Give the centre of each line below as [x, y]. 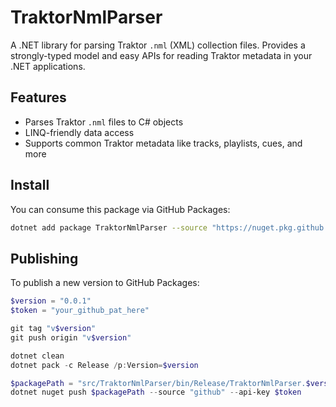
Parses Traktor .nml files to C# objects [104, 122]
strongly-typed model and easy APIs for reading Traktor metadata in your [161, 55]
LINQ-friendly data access [79, 132]
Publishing [44, 258]
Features [38, 97]
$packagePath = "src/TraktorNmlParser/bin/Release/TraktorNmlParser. [158, 383]
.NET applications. [48, 66]
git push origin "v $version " [71, 337]
